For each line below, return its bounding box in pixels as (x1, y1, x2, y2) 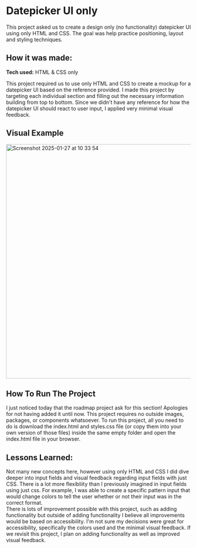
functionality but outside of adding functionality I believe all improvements (6, 512, 185, 519)
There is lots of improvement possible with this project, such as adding (6, 506, 177, 513)
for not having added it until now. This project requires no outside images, (6, 411, 184, 418)
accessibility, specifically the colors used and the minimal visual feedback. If (6, 524, 191, 532)
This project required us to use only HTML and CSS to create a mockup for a (6, 80, 191, 87)
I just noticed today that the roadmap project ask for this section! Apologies (6, 404, 188, 411)
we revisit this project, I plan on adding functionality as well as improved (6, 530, 180, 537)
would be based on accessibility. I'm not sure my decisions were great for (6, 518, 184, 525)
